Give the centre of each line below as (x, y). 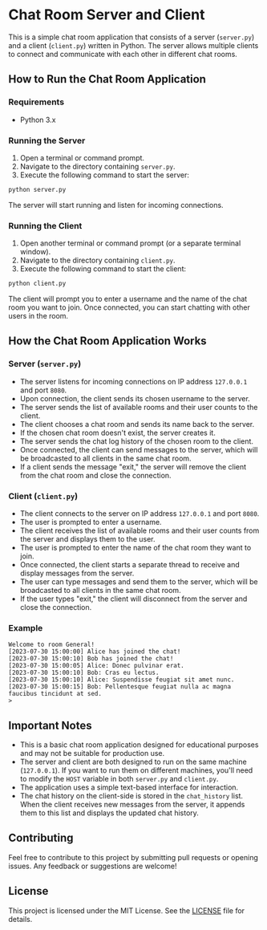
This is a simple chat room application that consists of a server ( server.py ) (131, 37)
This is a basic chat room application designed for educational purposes (139, 745)
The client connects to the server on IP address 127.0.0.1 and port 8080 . (140, 513)
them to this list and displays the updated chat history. (109, 813)
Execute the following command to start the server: (105, 175)
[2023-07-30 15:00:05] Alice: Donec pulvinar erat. (96, 666)
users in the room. (38, 315)
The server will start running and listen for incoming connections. (116, 205)
